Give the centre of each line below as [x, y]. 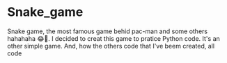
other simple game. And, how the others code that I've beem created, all [111, 46]
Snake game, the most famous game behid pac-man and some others [107, 31]
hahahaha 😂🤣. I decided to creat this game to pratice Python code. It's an [114, 38]
